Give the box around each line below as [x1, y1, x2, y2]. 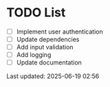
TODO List [6, 5, 66, 21]
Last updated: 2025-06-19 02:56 [6, 72, 100, 80]
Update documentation [16, 58, 82, 66]
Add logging [16, 51, 52, 59]
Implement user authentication [16, 27, 104, 36]
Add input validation [16, 43, 74, 51]
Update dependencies [16, 36, 80, 43]
